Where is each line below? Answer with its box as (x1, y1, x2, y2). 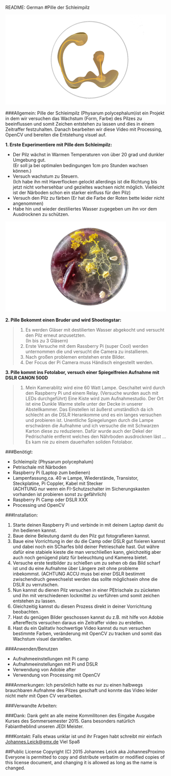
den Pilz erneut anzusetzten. (25, 332, 86, 338)
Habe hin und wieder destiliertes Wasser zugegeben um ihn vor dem (12, 206, 157, 211)
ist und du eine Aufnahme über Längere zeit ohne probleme (12, 566, 139, 571)
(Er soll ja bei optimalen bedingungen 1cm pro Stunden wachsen (12, 162, 148, 168)
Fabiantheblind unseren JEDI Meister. (5, 723, 84, 730)
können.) (12, 168, 32, 174)
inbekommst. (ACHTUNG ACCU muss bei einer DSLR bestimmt (12, 571, 145, 577)
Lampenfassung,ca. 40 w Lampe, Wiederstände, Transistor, (12, 475, 139, 481)
